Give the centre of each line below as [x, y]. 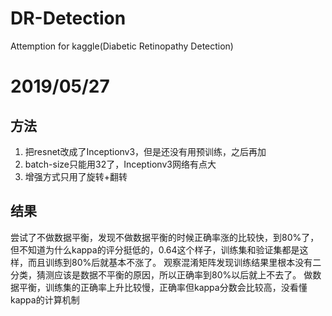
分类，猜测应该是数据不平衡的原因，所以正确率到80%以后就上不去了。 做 [161, 274]
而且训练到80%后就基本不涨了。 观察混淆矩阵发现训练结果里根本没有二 [174, 262]
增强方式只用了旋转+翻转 [76, 176]
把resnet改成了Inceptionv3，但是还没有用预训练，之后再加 [145, 151]
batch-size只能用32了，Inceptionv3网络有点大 [120, 164]
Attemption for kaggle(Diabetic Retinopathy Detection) [122, 46]
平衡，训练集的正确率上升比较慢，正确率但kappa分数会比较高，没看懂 [163, 287]
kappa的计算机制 [45, 299]
